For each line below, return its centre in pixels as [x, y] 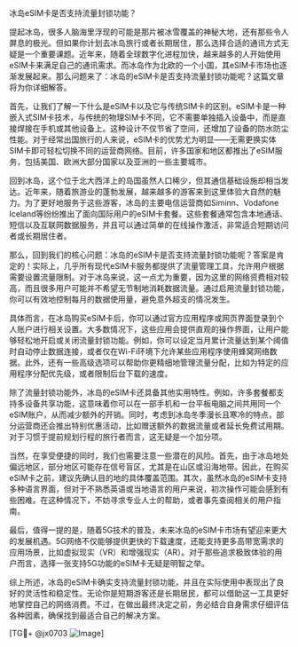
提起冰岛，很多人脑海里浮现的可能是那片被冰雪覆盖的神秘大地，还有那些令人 [149, 32]
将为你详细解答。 [40, 87]
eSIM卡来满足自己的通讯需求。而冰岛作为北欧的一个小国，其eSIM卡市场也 [145, 65]
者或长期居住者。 [40, 236]
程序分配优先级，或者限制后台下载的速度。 [94, 374]
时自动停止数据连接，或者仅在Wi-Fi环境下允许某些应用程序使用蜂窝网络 [140, 351]
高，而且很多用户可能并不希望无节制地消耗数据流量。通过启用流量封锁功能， [149, 288]
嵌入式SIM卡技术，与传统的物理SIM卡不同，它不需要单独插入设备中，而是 [144, 117]
